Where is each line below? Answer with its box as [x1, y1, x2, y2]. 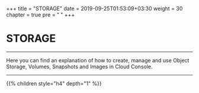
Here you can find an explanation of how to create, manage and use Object [6, 57, 190, 64]
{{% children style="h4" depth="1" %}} [6, 79, 102, 87]
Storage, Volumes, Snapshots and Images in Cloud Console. [6, 63, 153, 70]
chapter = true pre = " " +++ [6, 11, 75, 18]
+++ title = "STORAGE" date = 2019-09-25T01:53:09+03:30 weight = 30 [6, 5, 183, 12]
